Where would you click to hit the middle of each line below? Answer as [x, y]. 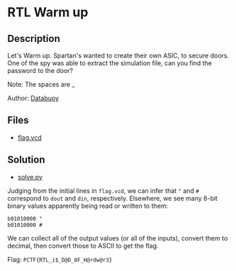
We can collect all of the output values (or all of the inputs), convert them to [118, 238]
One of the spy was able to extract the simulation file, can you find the [110, 63]
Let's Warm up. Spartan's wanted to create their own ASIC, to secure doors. [118, 55]
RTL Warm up [48, 12]
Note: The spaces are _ [41, 84]
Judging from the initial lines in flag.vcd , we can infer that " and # [103, 190]
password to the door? [40, 71]
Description [34, 39]
